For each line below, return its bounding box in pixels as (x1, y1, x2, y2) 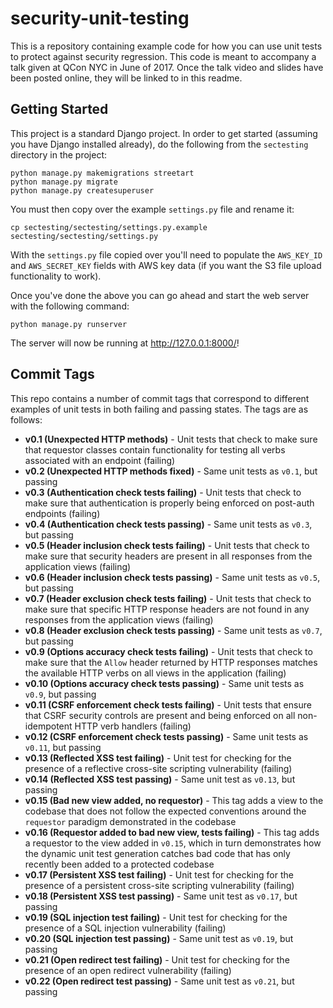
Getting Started (10, 101, 109, 118)
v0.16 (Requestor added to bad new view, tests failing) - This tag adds (24, 826, 320, 838)
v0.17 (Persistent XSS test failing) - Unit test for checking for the (24, 868, 294, 881)
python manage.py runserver (10, 319, 128, 329)
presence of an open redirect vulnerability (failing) (24, 964, 232, 976)
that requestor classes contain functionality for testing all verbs (24, 443, 286, 456)
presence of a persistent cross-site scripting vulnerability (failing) (24, 879, 295, 891)
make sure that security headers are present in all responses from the (24, 550, 313, 562)
